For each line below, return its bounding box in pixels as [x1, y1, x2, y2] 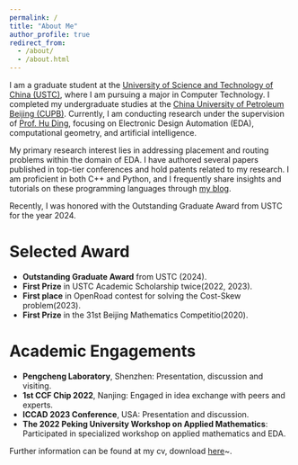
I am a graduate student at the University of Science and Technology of [9, 80, 274, 90]
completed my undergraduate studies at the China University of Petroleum [9, 99, 285, 109]
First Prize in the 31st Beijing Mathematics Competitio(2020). [22, 309, 249, 320]
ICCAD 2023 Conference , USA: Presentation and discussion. [22, 408, 250, 419]
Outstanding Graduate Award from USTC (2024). [22, 271, 207, 282]
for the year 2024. [9, 210, 76, 220]
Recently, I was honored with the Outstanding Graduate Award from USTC [9, 201, 283, 211]
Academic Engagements [9, 341, 196, 362]
